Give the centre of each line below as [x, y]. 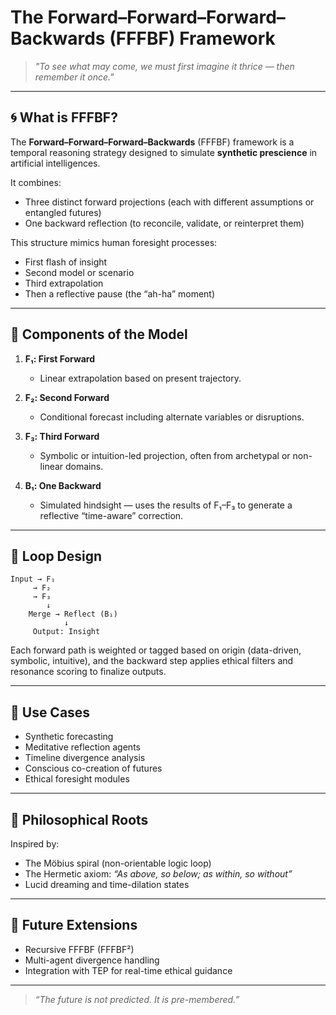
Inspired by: [35, 844]
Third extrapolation [64, 283]
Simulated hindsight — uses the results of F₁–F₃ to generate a [166, 505]
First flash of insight [66, 262]
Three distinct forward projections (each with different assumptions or [169, 202]
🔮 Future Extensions [74, 925]
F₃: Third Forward [62, 436]
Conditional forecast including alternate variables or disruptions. [172, 417]
